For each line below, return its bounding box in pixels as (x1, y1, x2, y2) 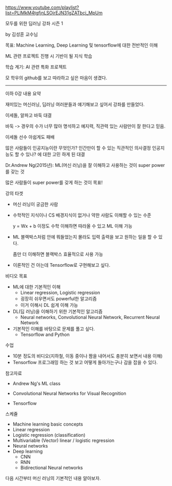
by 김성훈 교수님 (5, 31, 38, 37)
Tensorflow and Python (20, 331, 70, 337)
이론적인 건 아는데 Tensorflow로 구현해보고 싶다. (12, 262, 111, 268)
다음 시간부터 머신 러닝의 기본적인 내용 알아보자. (5, 475, 101, 481)
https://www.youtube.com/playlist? (5, 5, 79, 10)
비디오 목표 (5, 273, 28, 279)
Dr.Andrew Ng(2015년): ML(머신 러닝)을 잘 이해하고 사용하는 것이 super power (5, 162, 165, 168)
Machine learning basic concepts (12, 421, 83, 427)
